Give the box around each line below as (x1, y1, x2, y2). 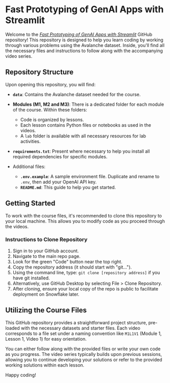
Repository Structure (5, 68, 74, 77)
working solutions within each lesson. (5, 362, 85, 368)
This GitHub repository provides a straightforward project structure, (5, 319, 148, 325)
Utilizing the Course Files (5, 306, 87, 315)
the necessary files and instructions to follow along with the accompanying (5, 47, 163, 54)
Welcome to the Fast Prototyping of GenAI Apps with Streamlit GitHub (5, 31, 153, 37)
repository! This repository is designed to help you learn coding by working (5, 37, 163, 43)
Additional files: (12, 163, 46, 170)
